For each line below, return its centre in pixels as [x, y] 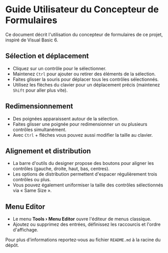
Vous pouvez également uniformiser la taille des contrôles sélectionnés [88, 185]
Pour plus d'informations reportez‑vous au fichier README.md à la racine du [83, 240]
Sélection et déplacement [47, 56]
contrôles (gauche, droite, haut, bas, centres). [61, 169]
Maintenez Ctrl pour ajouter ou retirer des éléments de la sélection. [84, 74]
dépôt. [12, 245]
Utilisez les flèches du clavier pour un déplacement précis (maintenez [86, 85]
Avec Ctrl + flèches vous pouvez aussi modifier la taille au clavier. [83, 135]
